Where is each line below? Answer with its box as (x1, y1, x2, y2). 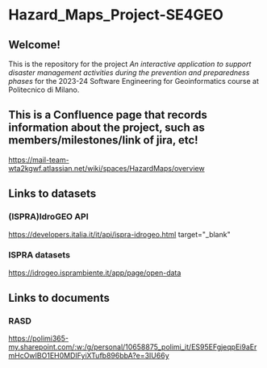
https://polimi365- (8, 333, 69, 344)
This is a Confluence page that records (8, 108, 208, 122)
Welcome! (8, 38, 60, 52)
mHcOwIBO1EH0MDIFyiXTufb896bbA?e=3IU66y (8, 351, 169, 361)
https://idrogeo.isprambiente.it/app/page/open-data (8, 268, 181, 278)
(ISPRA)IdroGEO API (8, 211, 89, 223)
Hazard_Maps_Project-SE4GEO (8, 6, 224, 24)
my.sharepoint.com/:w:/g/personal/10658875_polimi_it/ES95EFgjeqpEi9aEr (8, 342, 257, 352)
